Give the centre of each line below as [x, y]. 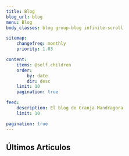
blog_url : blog [24, 17]
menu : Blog [19, 22]
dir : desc [39, 81]
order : [24, 70]
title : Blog [20, 11]
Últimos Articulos [38, 147]
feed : [12, 102]
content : [17, 59]
